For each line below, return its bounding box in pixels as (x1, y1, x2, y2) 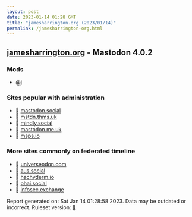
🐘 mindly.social (15, 119, 53, 127)
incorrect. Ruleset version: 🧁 (7, 203, 76, 211)
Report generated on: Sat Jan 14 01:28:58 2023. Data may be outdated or (7, 197, 187, 205)
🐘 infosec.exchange (15, 185, 64, 193)
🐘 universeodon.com (15, 161, 67, 168)
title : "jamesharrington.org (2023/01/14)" (7, 20, 117, 26)
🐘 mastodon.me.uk (15, 126, 62, 133)
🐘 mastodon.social (15, 107, 61, 114)
